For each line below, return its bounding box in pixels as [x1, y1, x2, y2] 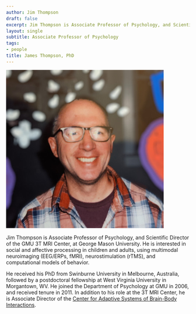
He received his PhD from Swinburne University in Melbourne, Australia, [6, 270, 180, 277]
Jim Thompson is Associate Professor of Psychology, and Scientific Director [6, 234, 190, 241]
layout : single [6, 28, 43, 34]
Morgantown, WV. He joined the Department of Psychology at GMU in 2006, [6, 282, 190, 289]
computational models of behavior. [6, 258, 90, 266]
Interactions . [6, 301, 36, 308]
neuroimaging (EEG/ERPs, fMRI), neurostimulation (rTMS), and [6, 252, 156, 260]
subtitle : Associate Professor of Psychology [6, 34, 118, 40]
